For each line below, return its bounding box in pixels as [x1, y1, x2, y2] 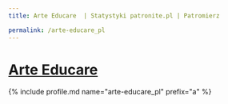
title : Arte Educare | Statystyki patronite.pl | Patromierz [8, 11, 220, 20]
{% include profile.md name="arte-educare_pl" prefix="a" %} [8, 87, 212, 97]
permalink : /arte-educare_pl [8, 26, 106, 34]
